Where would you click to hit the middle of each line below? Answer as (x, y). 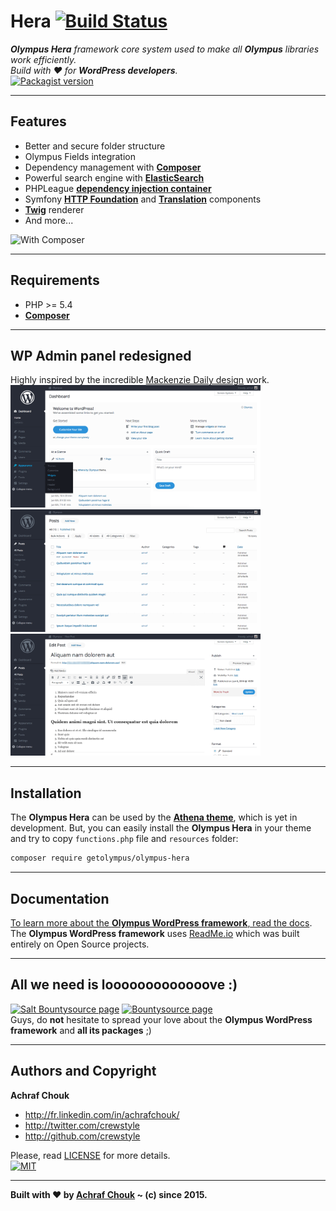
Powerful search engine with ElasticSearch (114, 177)
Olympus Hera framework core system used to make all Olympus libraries (165, 49)
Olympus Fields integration (80, 156)
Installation (46, 793)
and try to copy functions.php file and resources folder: (124, 839)
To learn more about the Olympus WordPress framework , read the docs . (161, 922)
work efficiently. (43, 59)
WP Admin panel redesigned (101, 355)
